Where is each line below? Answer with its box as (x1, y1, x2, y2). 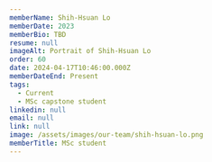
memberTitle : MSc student (9, 139, 106, 148)
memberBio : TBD (9, 30, 67, 39)
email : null (9, 113, 54, 122)
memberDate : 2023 (9, 22, 75, 31)
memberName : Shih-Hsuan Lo (9, 13, 111, 22)
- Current (17, 88, 54, 97)
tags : (9, 80, 30, 89)
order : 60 (9, 55, 47, 64)
